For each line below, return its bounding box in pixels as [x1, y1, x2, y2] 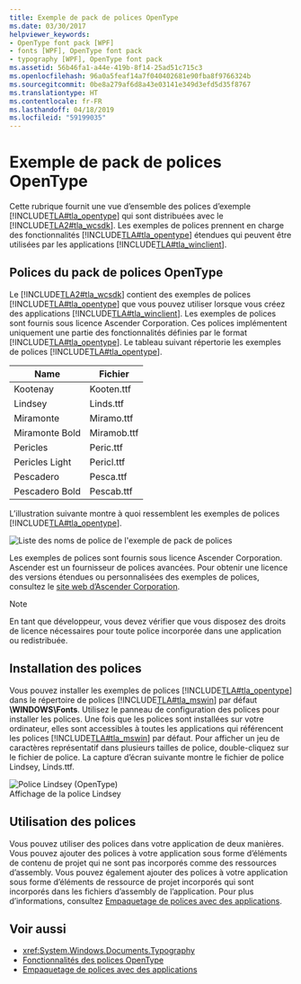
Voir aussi [9, 921, 66, 936]
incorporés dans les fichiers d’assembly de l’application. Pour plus [9, 886, 254, 897]
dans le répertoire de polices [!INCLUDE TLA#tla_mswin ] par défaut [9, 694, 258, 705]
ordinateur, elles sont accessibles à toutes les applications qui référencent [9, 722, 284, 733]
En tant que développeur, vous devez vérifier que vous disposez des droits [9, 616, 286, 626]
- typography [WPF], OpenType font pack [9, 55, 164, 64]
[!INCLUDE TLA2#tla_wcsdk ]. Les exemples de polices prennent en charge [9, 220, 285, 231]
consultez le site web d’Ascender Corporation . [9, 581, 181, 591]
